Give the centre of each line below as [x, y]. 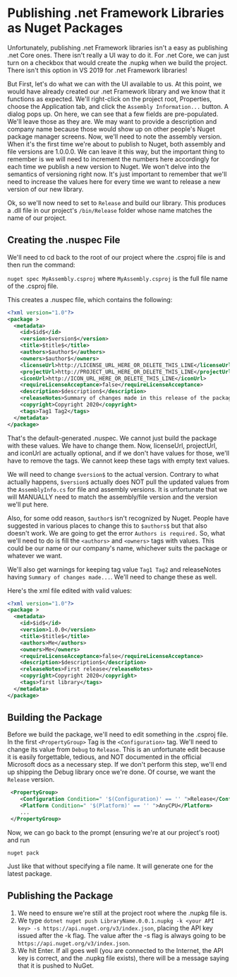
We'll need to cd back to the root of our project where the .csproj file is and [116, 257]
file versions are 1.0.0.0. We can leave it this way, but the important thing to [116, 151]
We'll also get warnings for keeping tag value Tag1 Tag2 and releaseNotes [114, 569]
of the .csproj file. [33, 286]
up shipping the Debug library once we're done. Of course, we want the [111, 772]
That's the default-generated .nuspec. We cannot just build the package [112, 438]
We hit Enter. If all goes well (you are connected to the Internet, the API [120, 950]
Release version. [31, 780]
